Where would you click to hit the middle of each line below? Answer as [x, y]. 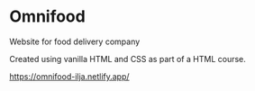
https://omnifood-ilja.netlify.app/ [69, 76]
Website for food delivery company [75, 41]
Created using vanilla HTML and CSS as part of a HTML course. [127, 59]
